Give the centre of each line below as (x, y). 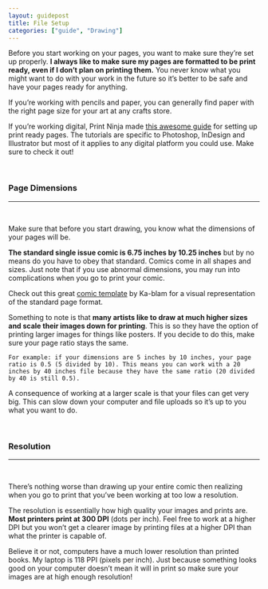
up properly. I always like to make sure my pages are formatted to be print (132, 61)
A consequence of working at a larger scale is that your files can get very (129, 393)
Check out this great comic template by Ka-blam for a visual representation (132, 293)
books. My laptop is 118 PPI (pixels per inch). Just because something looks (132, 559)
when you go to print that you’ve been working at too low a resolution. (124, 495)
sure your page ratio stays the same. (69, 342)
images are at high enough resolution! (71, 576)
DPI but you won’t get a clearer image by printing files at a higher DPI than (130, 527)
